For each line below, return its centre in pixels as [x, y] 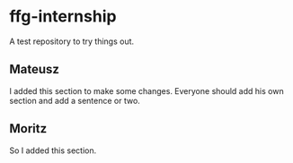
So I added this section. [53, 150]
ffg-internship [63, 17]
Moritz [28, 129]
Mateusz [35, 69]
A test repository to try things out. [72, 41]
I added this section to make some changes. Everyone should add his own [147, 90]
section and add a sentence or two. [75, 100]
